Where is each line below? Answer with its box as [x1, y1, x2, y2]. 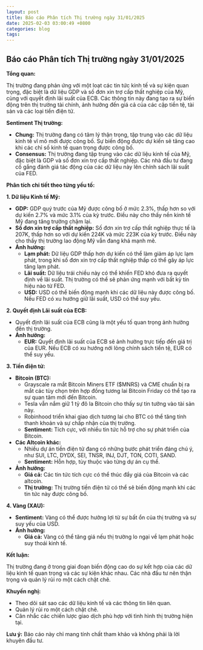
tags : [6, 32, 20, 38]
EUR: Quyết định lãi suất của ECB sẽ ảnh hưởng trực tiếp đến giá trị [24, 338, 192, 345]
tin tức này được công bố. [24, 490, 88, 497]
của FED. [15, 169, 38, 176]
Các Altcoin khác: [15, 438, 61, 446]
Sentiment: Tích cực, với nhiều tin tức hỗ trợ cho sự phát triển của [24, 426, 190, 433]
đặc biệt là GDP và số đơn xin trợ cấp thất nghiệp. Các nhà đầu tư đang [15, 156, 193, 164]
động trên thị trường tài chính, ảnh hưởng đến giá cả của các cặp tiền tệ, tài [6, 101, 195, 108]
